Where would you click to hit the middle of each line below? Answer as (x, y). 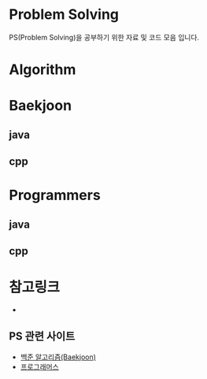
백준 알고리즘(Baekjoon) (58, 357)
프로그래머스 (40, 366)
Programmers (55, 195)
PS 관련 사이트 (42, 336)
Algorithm (43, 70)
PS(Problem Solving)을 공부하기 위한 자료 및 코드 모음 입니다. (104, 37)
